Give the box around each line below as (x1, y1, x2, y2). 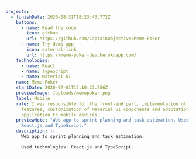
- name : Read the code (20, 25, 77, 31)
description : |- (16, 128, 56, 134)
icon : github (26, 30, 59, 36)
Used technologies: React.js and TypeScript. (20, 144, 134, 150)
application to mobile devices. (20, 112, 100, 117)
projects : (5, 8, 30, 15)
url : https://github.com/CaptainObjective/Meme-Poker (26, 36, 160, 42)
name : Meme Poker (16, 79, 59, 85)
